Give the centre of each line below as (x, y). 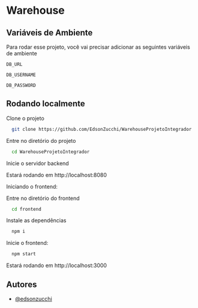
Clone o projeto (25, 118)
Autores (22, 284)
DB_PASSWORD (21, 85)
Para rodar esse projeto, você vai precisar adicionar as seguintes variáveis (98, 47)
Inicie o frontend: (27, 243)
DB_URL (14, 64)
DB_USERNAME (21, 75)
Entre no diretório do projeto (41, 140)
